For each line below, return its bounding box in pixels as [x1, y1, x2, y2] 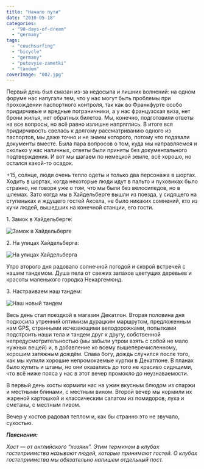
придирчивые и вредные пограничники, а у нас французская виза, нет [6, 107, 191, 115]
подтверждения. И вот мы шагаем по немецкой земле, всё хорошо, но [6, 153, 192, 161]
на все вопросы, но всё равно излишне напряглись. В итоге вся [6, 120, 174, 128]
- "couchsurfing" [12, 43, 56, 49]
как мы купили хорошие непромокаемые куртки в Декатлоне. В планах [6, 357, 194, 364]
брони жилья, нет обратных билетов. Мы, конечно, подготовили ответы [6, 114, 194, 122]
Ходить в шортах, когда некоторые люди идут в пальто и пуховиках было [6, 178, 198, 185]
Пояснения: [6, 431, 38, 438]
